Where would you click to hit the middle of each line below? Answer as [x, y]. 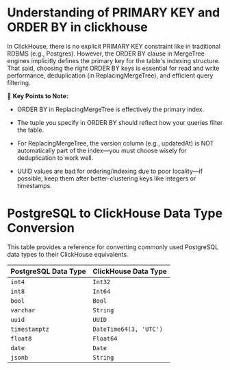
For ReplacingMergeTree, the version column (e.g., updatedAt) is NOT [115, 143]
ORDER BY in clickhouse [78, 27]
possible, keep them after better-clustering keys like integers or [106, 178]
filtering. [19, 82]
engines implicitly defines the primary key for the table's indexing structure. [114, 60]
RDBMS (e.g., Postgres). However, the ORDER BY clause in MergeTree [106, 54]
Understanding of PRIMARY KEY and [114, 13]
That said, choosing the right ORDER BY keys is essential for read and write [113, 68]
